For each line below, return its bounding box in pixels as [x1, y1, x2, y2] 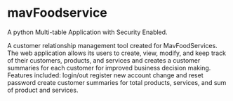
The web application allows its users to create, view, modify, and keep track [7, 49, 227, 57]
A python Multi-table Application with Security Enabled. [7, 28, 168, 36]
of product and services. [7, 86, 79, 94]
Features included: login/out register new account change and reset [7, 71, 204, 79]
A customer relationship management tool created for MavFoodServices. [7, 41, 218, 49]
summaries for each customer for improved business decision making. [7, 63, 211, 72]
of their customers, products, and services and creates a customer [7, 56, 201, 64]
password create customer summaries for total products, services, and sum [7, 78, 227, 86]
